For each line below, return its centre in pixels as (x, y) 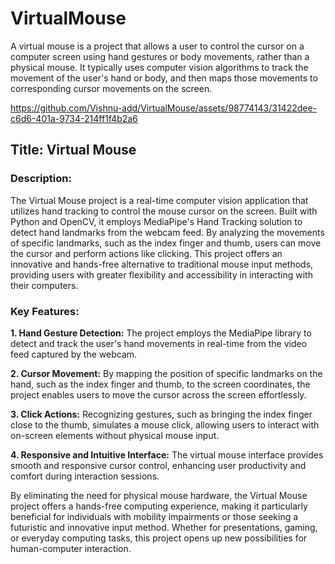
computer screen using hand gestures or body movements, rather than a (160, 56)
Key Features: (45, 311)
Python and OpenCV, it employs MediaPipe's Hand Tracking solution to (156, 221)
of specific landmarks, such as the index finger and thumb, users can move (166, 243)
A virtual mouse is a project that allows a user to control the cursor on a (157, 46)
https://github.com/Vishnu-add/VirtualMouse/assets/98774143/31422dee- (164, 108)
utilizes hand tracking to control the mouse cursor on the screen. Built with (164, 211)
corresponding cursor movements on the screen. (111, 88)
